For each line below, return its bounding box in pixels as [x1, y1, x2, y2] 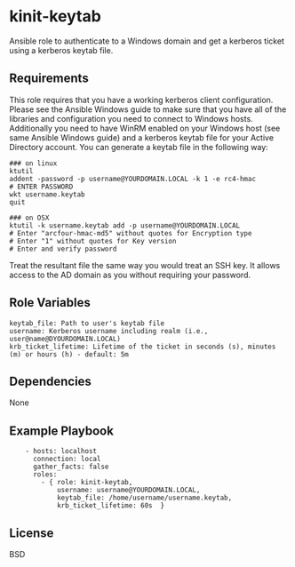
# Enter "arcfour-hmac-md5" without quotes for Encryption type [9, 228, 252, 237]
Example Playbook [9, 423, 114, 438]
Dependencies [9, 373, 92, 388]
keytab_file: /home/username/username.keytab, [56, 493, 233, 503]
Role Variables [9, 295, 91, 310]
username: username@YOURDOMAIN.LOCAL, [56, 486, 201, 495]
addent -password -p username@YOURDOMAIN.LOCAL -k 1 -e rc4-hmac [9, 174, 256, 183]
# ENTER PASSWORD [9, 182, 74, 191]
